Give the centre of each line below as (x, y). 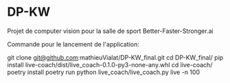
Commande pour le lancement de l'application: (73, 44)
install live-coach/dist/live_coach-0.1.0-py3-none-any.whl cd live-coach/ (110, 64)
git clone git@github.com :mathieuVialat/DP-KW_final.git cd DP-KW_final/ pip (115, 57)
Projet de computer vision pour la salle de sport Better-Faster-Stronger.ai (111, 31)
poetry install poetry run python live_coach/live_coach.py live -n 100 (104, 72)
